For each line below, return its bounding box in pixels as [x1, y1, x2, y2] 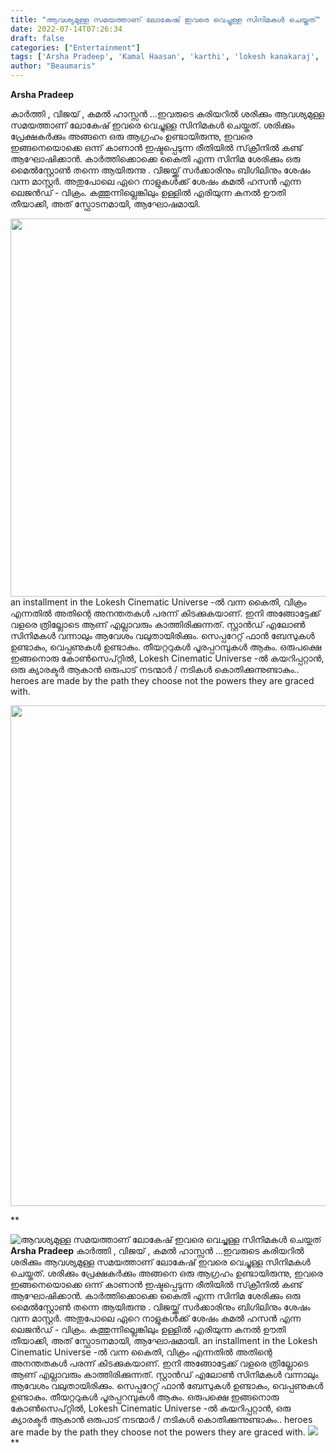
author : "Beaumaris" [10, 61, 97, 71]
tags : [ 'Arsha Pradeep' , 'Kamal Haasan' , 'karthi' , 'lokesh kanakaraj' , [10, 52, 320, 62]
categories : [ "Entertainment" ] [10, 42, 141, 53]
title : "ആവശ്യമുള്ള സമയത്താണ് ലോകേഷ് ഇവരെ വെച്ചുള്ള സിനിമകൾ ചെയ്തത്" [10, 14, 322, 25]
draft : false [10, 33, 65, 43]
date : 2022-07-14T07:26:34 [10, 24, 123, 34]
